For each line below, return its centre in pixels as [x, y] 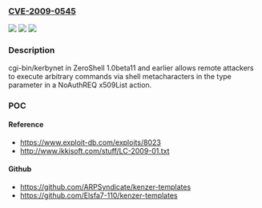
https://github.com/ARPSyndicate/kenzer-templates [105, 186]
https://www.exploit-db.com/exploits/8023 [91, 142]
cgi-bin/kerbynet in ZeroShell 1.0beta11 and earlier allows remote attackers [131, 68]
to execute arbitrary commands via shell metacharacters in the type [120, 76]
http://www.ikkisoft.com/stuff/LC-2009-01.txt [95, 150]
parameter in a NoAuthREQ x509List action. [80, 85]
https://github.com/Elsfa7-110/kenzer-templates [99, 195]
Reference [26, 125]
